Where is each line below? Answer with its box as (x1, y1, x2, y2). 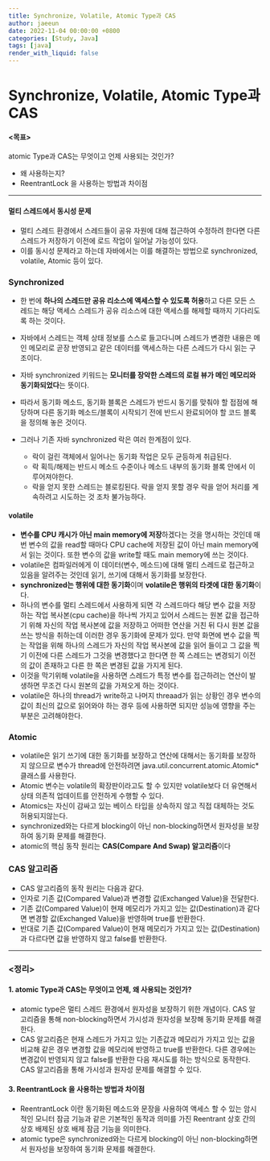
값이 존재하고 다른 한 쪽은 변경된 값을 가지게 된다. (28, 661, 183, 671)
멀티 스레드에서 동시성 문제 (8, 206, 92, 216)
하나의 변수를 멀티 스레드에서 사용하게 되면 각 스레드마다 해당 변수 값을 (19, 601, 241, 610)
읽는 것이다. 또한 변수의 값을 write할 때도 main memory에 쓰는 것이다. (28, 550, 249, 560)
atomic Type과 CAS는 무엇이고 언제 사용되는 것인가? (8, 151, 174, 161)
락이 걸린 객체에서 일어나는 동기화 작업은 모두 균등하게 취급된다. (31, 452, 231, 461)
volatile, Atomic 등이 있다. (19, 255, 103, 266)
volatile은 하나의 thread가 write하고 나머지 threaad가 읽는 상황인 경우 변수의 (19, 691, 261, 700)
